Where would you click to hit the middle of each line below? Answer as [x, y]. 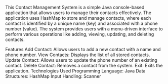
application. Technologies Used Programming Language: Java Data [75, 71]
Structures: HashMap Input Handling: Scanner [53, 76]
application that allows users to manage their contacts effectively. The [78, 13]
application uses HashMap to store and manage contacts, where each [78, 18]
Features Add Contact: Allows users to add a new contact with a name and [83, 49]
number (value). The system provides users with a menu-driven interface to [84, 29]
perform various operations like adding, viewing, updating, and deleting [80, 34]
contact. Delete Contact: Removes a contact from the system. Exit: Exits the [84, 66]
